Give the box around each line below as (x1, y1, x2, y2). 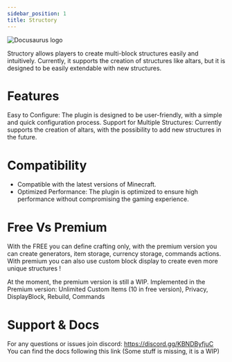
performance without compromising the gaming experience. (17, 195, 189, 203)
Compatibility (7, 157, 87, 173)
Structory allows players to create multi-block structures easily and (7, 49, 199, 58)
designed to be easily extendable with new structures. (7, 64, 162, 72)
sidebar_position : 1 (7, 10, 67, 17)
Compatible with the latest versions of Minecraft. (17, 180, 157, 189)
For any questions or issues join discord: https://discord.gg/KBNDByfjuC (7, 340, 214, 348)
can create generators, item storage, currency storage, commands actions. (7, 250, 222, 258)
